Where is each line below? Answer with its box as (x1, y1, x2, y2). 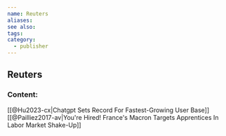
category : (7, 36, 36, 43)
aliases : (7, 17, 33, 24)
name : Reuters (7, 10, 49, 18)
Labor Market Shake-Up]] (7, 121, 82, 129)
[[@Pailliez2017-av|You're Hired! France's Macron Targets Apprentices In (7, 113, 219, 121)
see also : (7, 23, 36, 30)
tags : (7, 29, 23, 37)
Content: (7, 90, 39, 100)
